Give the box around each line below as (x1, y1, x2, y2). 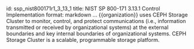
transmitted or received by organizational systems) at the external (6, 24, 169, 31)
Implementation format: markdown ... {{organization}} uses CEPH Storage (6, 11, 188, 18)
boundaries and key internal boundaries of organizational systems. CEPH (6, 30, 187, 37)
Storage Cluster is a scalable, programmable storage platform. (6, 37, 160, 43)
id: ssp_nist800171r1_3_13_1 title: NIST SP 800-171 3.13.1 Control (6, 5, 160, 12)
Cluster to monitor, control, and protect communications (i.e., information (6, 18, 186, 24)
